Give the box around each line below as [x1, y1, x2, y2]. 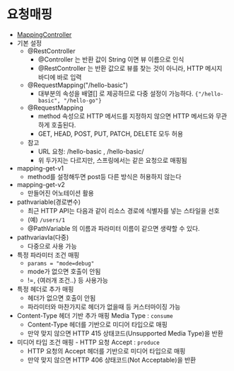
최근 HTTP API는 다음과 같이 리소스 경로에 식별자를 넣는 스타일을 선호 [27, 206, 220, 215]
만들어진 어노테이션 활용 [27, 188, 95, 197]
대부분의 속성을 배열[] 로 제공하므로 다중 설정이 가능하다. [37, 89, 194, 98]
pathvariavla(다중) [16, 233, 69, 241]
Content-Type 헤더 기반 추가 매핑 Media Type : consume [16, 311, 174, 319]
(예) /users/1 [27, 215, 65, 224]
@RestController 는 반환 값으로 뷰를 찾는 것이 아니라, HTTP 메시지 [37, 64, 223, 72]
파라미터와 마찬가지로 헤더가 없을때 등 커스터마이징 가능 [27, 302, 181, 311]
